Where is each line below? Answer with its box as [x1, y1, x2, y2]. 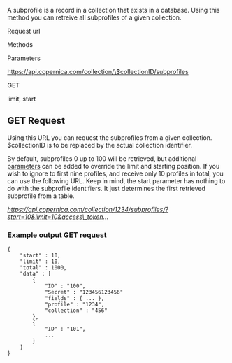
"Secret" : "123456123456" [44, 289, 124, 296]
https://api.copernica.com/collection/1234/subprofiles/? [7, 205, 169, 213]
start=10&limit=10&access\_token [7, 213, 103, 221]
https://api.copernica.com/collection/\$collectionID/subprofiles [7, 68, 189, 76]
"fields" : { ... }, [44, 295, 105, 302]
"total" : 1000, [20, 264, 68, 271]
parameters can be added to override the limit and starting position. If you [7, 162, 220, 170]
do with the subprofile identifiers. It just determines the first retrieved [7, 184, 206, 192]
